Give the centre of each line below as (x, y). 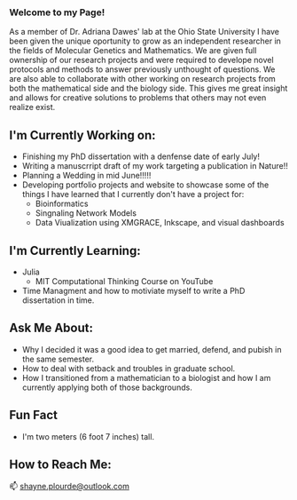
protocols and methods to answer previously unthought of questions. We (142, 69)
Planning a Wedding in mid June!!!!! (86, 176)
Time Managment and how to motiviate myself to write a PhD (133, 290)
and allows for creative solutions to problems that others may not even (138, 98)
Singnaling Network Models (86, 213)
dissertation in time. (58, 300)
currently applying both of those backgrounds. (107, 387)
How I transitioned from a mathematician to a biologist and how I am (146, 377)
